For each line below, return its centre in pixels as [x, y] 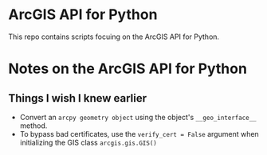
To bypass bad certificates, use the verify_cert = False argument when [139, 134]
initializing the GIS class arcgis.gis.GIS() [88, 142]
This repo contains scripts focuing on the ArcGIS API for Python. [114, 37]
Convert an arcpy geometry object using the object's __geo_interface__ [138, 117]
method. [33, 126]
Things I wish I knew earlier [78, 98]
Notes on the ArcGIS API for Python [128, 69]
